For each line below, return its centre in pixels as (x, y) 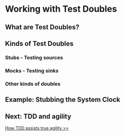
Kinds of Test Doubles (39, 43)
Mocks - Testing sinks (32, 70)
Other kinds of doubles (33, 84)
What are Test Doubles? (42, 27)
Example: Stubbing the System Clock (63, 100)
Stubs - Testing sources (34, 57)
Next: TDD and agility (38, 116)
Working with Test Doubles (61, 9)
